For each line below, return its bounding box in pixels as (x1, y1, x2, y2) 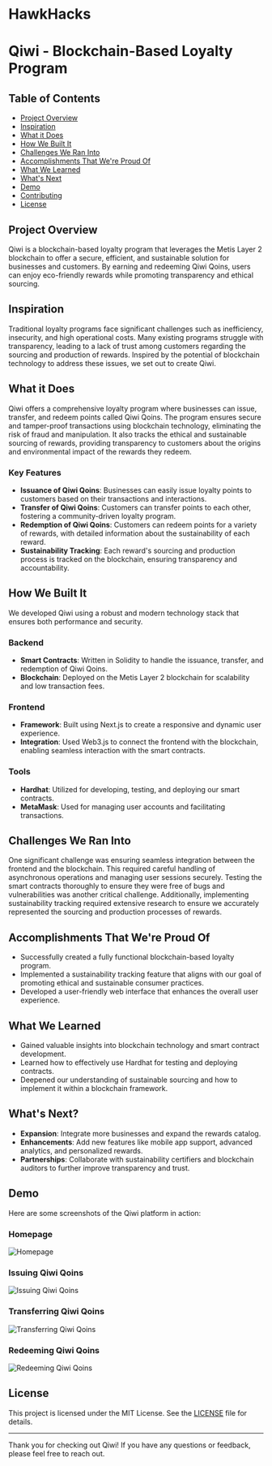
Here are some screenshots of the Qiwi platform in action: (8, 1208, 202, 1218)
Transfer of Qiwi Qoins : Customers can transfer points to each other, (19, 502, 251, 512)
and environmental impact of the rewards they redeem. (8, 446, 192, 456)
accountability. (19, 563, 70, 572)
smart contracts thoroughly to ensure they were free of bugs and (8, 882, 225, 891)
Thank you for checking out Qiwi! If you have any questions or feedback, (8, 1440, 251, 1450)
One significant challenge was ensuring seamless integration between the (8, 856, 255, 865)
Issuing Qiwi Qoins (8, 1267, 83, 1278)
